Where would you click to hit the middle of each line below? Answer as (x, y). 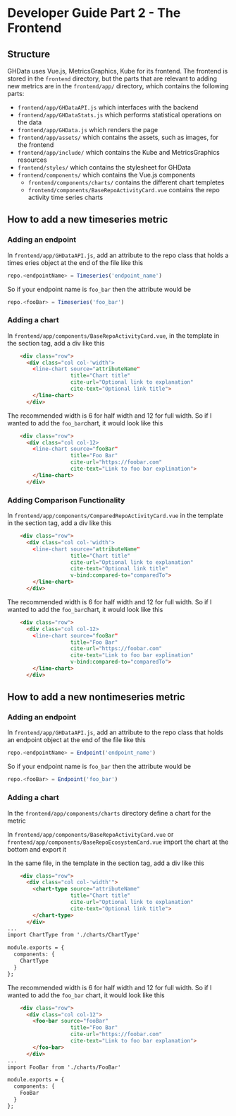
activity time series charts (66, 197)
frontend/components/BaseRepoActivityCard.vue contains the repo (124, 190)
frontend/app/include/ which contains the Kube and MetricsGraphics (118, 152)
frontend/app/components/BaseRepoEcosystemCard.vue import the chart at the (118, 842)
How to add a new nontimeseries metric (96, 697)
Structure (29, 54)
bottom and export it (37, 849)
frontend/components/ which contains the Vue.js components (106, 175)
